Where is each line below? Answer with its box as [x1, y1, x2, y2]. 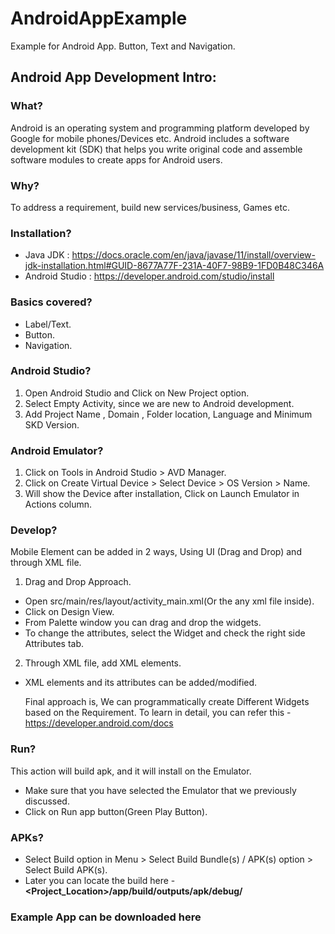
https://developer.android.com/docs [24, 717, 174, 729]
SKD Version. [24, 418, 80, 431]
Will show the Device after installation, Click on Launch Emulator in [24, 488, 300, 500]
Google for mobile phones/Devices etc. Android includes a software [10, 132, 290, 144]
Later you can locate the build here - [24, 875, 176, 886]
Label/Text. [24, 318, 72, 330]
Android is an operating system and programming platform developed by [10, 122, 310, 134]
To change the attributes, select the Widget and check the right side [24, 627, 306, 639]
